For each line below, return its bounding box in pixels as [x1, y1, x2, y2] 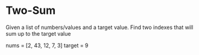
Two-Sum [5, 4, 55, 18]
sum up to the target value [5, 30, 71, 37]
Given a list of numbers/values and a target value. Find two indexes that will [5, 24, 194, 31]
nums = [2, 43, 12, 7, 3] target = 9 [5, 42, 89, 49]
